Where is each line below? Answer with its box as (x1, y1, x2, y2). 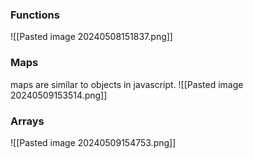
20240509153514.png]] (10, 89, 108, 101)
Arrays (10, 114, 45, 128)
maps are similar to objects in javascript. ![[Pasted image (10, 78, 244, 90)
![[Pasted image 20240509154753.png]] (10, 136, 177, 148)
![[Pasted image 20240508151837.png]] (10, 31, 173, 43)
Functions (10, 8, 60, 22)
